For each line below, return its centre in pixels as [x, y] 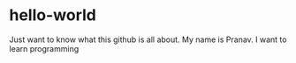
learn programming [44, 48]
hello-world [53, 15]
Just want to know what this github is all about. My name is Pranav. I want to [148, 39]
